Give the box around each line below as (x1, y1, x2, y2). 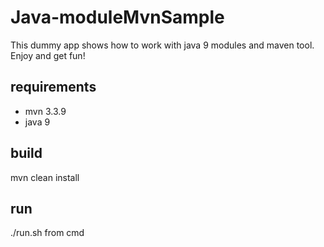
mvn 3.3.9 (24, 105, 67, 117)
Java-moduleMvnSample (10, 6, 225, 29)
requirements (10, 79, 97, 96)
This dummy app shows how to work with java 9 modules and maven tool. (10, 39, 315, 51)
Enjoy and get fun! (10, 49, 86, 61)
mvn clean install (10, 171, 80, 183)
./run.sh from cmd (10, 227, 85, 239)
